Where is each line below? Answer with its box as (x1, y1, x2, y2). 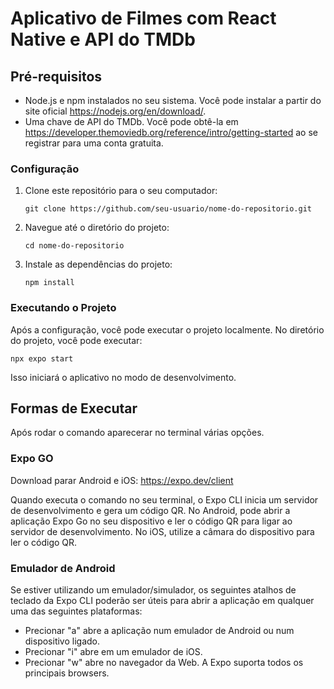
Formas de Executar (10, 400, 138, 417)
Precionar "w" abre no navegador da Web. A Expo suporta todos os (24, 657, 304, 668)
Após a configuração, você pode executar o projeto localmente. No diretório (10, 323, 325, 336)
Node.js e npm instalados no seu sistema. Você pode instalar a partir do (24, 95, 322, 106)
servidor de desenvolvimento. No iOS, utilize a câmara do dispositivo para (10, 525, 315, 537)
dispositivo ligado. (24, 635, 101, 647)
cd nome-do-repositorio (24, 241, 125, 251)
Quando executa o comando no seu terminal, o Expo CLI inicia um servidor (10, 493, 319, 506)
